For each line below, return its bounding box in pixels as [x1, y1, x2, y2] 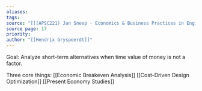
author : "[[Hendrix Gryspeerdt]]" [6, 37, 93, 43]
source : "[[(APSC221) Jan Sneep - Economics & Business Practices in [6, 20, 185, 26]
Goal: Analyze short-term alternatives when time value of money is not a [6, 54, 186, 60]
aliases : [6, 8, 28, 15]
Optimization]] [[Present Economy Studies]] [6, 78, 114, 85]
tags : [6, 14, 20, 20]
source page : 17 [6, 25, 47, 32]
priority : [6, 31, 31, 37]
